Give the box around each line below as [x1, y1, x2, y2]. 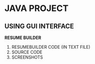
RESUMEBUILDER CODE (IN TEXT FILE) [11, 44, 91, 50]
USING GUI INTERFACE [4, 22, 74, 30]
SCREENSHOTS [11, 54, 43, 60]
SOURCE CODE [11, 49, 42, 55]
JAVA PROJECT [4, 3, 68, 14]
